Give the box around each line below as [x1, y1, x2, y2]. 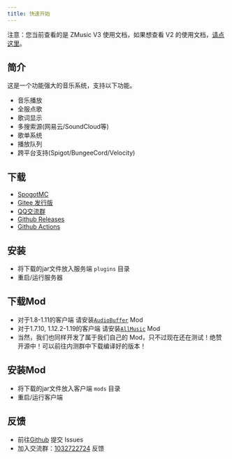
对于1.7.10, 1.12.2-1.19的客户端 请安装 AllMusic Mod [17, 324, 161, 332]
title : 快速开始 [7, 10, 50, 17]
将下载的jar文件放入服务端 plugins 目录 [17, 264, 131, 273]
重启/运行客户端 [17, 393, 63, 401]
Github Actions [17, 223, 61, 231]
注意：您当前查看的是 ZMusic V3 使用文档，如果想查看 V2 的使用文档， [7, 30, 212, 38]
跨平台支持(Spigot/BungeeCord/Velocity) [17, 148, 136, 157]
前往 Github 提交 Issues [17, 435, 84, 444]
